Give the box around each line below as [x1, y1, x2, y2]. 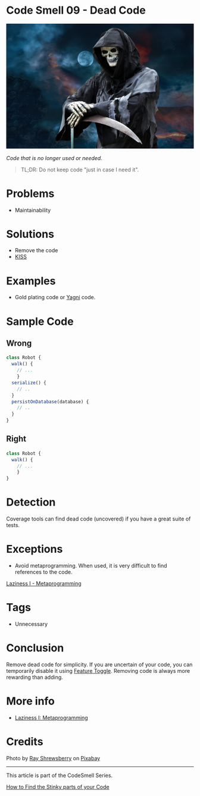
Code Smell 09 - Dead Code [6, 4, 146, 17]
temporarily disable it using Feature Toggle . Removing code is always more [6, 667, 190, 674]
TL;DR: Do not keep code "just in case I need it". [20, 166, 139, 173]
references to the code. [14, 569, 73, 576]
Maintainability [14, 206, 51, 214]
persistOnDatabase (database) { [11, 399, 89, 405]
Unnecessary [14, 620, 48, 628]
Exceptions [6, 543, 63, 556]
